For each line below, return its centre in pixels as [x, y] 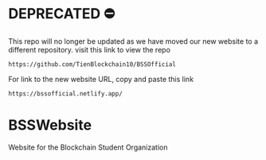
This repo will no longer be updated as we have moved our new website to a [133, 41]
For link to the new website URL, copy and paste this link [101, 79]
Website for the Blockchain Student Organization [88, 147]
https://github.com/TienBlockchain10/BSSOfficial [92, 64]
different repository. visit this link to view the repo [90, 49]
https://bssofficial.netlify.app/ [66, 94]
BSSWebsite [50, 125]
